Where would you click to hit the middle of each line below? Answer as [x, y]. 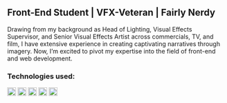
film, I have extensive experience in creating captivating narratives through [113, 44]
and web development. [40, 58]
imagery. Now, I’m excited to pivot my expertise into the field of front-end [111, 51]
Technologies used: [41, 76]
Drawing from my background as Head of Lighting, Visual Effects [100, 29]
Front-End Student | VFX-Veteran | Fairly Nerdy [111, 13]
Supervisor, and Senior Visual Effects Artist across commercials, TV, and [110, 36]
